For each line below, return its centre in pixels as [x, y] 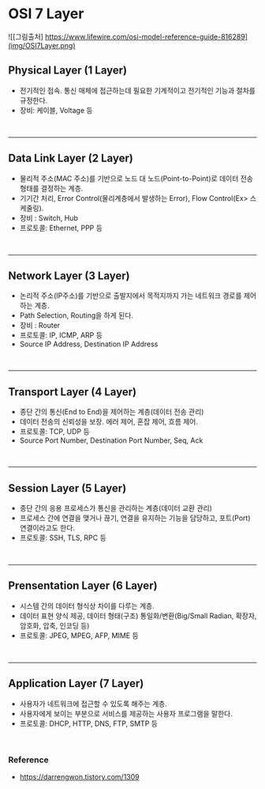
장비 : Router [40, 326]
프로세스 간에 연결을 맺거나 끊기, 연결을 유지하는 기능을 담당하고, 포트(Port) [135, 518]
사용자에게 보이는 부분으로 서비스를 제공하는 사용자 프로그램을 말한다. [126, 713]
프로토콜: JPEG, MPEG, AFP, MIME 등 [79, 635]
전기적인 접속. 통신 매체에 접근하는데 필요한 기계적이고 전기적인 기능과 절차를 [138, 90]
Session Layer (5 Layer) [67, 488]
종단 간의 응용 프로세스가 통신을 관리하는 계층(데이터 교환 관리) [116, 508]
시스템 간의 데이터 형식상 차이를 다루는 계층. [87, 606]
